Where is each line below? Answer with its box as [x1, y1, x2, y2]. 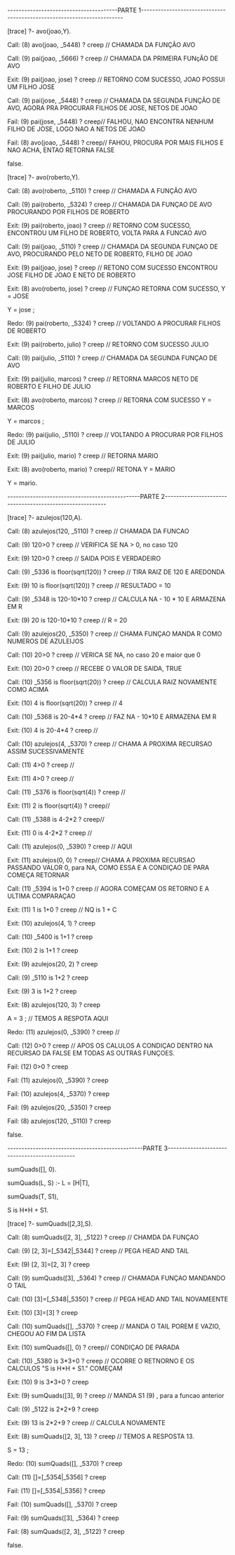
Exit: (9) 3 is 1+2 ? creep [7, 987, 77, 995]
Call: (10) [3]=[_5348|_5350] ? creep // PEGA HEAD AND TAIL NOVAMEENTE [7, 1295, 229, 1303]
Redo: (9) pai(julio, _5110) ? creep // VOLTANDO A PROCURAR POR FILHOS [7, 431, 223, 439]
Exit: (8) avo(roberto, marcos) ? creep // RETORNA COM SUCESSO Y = [7, 396, 212, 404]
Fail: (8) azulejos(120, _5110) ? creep [7, 1117, 112, 1125]
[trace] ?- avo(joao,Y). [7, 27, 72, 35]
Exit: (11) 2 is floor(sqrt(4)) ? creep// [7, 801, 110, 810]
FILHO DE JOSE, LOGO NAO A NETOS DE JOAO [7, 125, 146, 133]
